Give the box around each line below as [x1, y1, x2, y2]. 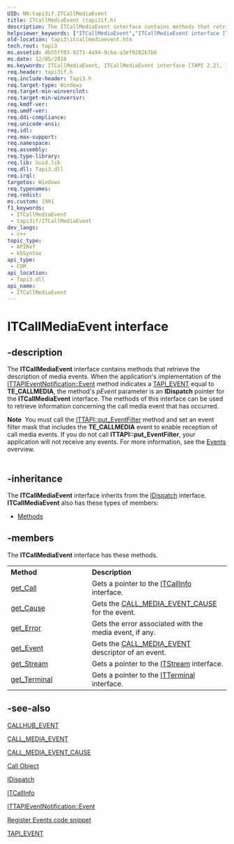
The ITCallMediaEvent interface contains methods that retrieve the [7, 365, 201, 374]
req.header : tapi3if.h [7, 68, 73, 75]
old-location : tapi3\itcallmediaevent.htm [7, 36, 132, 43]
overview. [7, 445, 35, 454]
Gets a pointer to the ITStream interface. [91, 659, 224, 668]
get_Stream [10, 659, 49, 668]
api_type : [7, 256, 36, 263]
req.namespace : [7, 140, 52, 147]
